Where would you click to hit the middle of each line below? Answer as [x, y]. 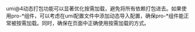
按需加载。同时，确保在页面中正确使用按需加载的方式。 [83, 23]
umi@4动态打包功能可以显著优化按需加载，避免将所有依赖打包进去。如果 [94, 8]
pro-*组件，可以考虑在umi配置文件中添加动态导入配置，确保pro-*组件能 [97, 16]
